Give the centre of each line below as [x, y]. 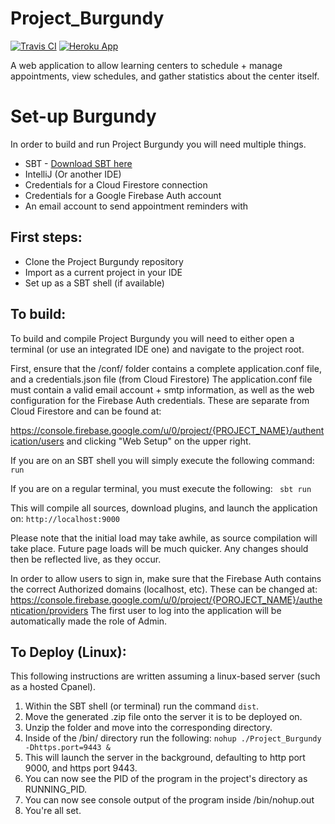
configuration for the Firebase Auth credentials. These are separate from [160, 400]
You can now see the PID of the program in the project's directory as [166, 779]
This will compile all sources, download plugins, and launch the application [164, 508]
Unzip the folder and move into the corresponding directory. [148, 728]
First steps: [46, 237]
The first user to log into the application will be [186, 610]
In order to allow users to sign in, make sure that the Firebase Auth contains [166, 578]
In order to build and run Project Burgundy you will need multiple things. [158, 144]
